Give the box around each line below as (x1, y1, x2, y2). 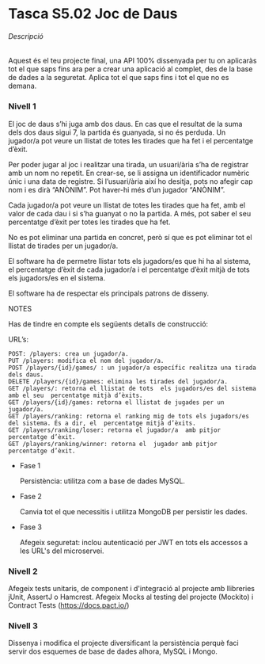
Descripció (8, 31, 44, 40)
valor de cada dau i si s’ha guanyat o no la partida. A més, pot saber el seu (8, 208, 252, 218)
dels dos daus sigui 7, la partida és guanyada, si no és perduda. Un (8, 128, 226, 137)
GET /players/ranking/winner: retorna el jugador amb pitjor (8, 440, 218, 448)
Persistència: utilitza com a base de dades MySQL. (19, 476, 186, 486)
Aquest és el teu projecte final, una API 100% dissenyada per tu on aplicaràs (8, 56, 257, 66)
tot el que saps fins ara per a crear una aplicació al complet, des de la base (8, 64, 253, 74)
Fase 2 (19, 491, 42, 501)
